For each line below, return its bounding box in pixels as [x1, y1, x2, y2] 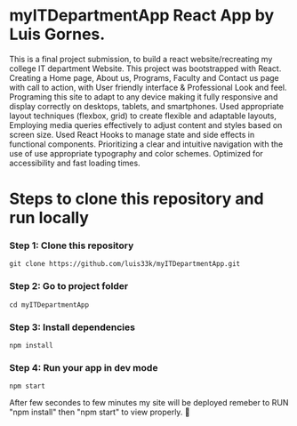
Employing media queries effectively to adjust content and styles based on [9, 119, 283, 130]
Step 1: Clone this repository [9, 239, 134, 252]
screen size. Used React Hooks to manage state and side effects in [9, 129, 255, 140]
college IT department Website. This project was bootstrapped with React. [9, 63, 282, 74]
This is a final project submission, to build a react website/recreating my [9, 53, 273, 64]
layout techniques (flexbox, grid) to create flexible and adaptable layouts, [9, 110, 277, 121]
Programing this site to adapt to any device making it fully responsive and [9, 91, 278, 102]
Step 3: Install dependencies [9, 321, 136, 334]
